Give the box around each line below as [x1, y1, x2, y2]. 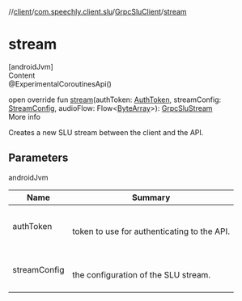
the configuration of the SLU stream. [72, 269, 211, 280]
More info [8, 112, 41, 121]
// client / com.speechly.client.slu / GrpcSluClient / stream [8, 7, 188, 16]
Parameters [8, 151, 69, 165]
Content [8, 70, 36, 80]
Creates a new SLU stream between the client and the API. [8, 127, 204, 137]
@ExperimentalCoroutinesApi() [8, 78, 112, 88]
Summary [132, 192, 171, 203]
